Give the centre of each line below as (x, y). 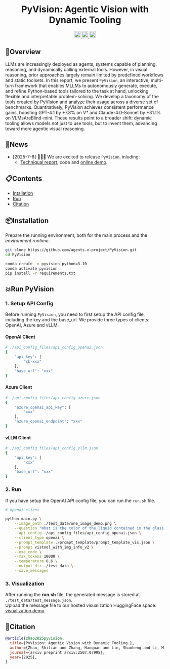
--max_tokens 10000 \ (37, 557)
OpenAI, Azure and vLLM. (32, 325)
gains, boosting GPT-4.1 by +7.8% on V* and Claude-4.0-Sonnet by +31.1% (83, 112)
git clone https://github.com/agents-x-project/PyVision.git (71, 250)
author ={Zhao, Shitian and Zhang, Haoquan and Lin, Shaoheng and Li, (84, 648)
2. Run (13, 489)
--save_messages (32, 571)
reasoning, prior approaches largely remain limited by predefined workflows (84, 75)
